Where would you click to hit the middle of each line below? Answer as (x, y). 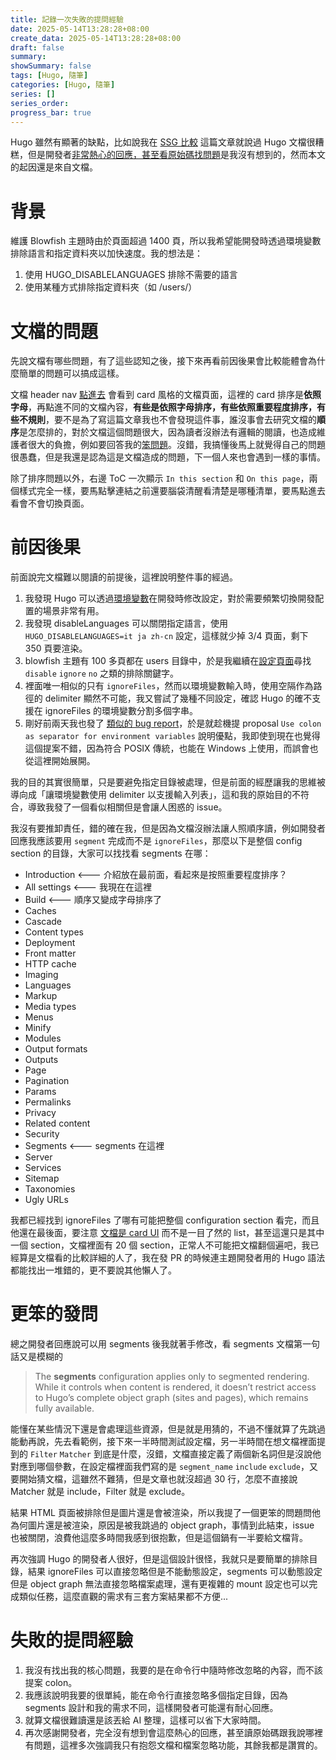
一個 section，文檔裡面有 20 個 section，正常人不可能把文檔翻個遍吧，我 (160, 1245)
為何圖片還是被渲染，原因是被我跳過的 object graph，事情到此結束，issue (162, 1525)
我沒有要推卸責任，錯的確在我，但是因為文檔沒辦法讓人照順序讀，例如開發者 (168, 828)
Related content (57, 1123)
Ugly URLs (46, 1200)
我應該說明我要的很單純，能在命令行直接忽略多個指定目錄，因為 (156, 1695)
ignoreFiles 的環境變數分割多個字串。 (121, 711)
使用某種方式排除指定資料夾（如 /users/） (111, 287)
